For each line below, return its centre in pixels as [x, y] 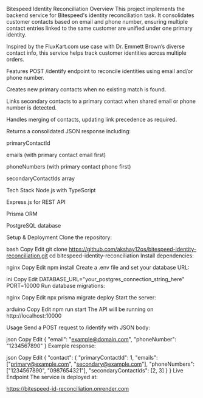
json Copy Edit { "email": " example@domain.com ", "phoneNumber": [91, 339]
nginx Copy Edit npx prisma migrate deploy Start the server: [81, 297]
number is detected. [32, 108]
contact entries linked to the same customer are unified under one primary [99, 28]
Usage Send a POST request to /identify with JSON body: [78, 327]
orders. [15, 59]
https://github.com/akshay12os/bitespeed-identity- [133, 249]
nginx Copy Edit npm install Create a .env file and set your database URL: [98, 267]
